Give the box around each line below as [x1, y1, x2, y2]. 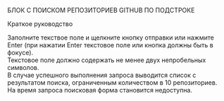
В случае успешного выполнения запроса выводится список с [7, 71, 197, 79]
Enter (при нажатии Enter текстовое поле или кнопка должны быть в [7, 41, 213, 49]
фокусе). [7, 49, 34, 57]
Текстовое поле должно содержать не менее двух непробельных [7, 56, 206, 64]
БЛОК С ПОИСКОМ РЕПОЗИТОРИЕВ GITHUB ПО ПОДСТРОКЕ [7, 6, 195, 14]
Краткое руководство [7, 20, 73, 28]
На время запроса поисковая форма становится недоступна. [7, 86, 192, 94]
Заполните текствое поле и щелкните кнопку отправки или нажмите [7, 33, 215, 42]
